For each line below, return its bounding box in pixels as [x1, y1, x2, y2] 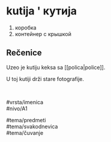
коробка [14, 24, 37, 31]
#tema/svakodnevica [6, 123, 58, 130]
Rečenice [6, 48, 42, 58]
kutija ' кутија [6, 4, 77, 18]
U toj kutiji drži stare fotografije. [6, 75, 84, 82]
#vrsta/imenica [6, 98, 44, 105]
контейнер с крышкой [14, 30, 72, 37]
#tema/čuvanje [6, 129, 44, 136]
